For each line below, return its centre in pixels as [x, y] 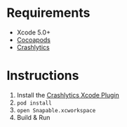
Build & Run [33, 117]
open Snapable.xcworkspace [56, 110]
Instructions [43, 76]
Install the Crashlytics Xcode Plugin [68, 95]
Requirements [48, 13]
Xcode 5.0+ [33, 32]
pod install [34, 103]
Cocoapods [33, 39]
